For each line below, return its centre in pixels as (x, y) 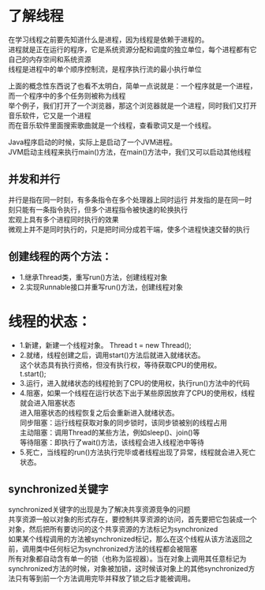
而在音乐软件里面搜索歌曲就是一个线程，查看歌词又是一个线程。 (112, 125)
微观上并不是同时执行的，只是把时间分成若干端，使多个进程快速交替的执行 (129, 229)
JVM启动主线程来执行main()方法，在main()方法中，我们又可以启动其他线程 (130, 151)
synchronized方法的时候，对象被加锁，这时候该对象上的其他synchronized (128, 569)
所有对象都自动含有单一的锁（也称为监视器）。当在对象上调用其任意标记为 (127, 559)
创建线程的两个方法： (60, 257)
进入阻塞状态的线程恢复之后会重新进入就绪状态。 (99, 413)
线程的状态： (50, 321)
